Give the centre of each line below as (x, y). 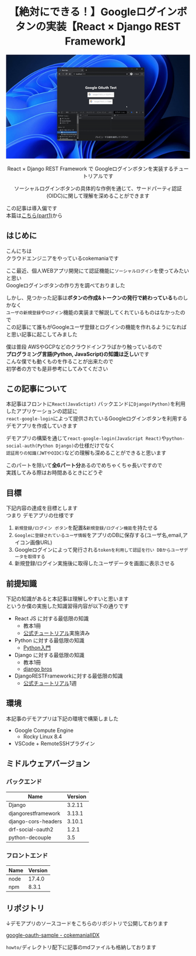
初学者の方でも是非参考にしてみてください (57, 369)
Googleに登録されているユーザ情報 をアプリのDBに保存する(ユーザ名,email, (98, 535)
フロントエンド (27, 855)
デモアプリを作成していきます (42, 426)
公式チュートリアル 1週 (50, 683)
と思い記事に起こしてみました (42, 334)
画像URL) (41, 542)
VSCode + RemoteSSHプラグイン (55, 743)
